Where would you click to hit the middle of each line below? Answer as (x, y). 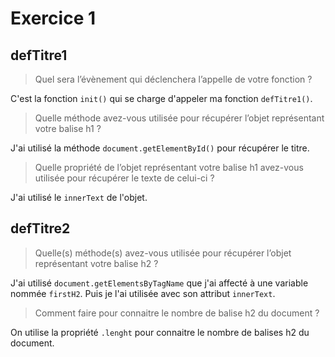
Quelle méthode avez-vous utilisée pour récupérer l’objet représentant (179, 118)
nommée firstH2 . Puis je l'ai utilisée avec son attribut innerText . (143, 293)
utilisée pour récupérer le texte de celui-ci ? (124, 178)
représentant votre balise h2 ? (96, 263)
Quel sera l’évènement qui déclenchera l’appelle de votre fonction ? (173, 79)
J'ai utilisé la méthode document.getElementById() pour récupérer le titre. (160, 148)
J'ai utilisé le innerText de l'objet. (79, 197)
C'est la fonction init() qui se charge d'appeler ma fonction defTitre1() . (161, 98)
